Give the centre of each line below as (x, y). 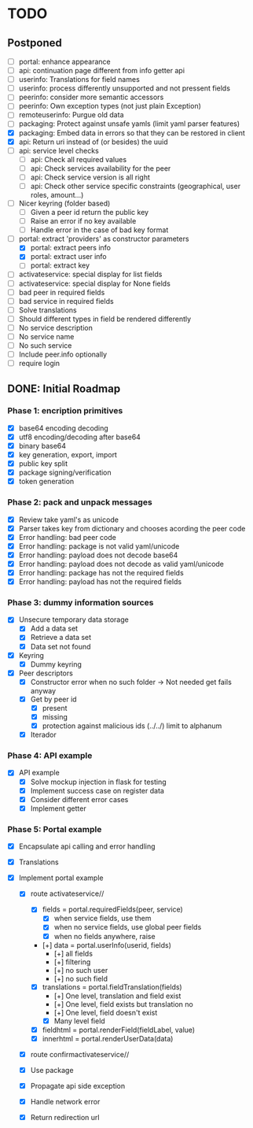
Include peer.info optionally (63, 354)
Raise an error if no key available (83, 221)
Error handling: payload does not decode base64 (98, 555)
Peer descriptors (46, 673)
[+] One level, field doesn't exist (106, 1012)
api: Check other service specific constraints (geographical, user (136, 186)
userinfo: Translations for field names (79, 80)
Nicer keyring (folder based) (64, 203)
